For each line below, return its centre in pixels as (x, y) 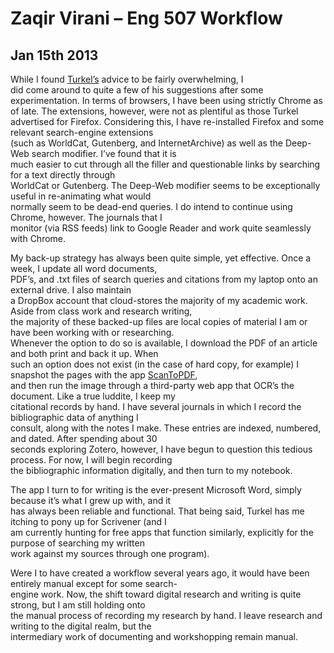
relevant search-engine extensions (82, 132)
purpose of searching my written (77, 543)
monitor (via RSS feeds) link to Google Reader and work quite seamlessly (161, 228)
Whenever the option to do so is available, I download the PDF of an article (164, 343)
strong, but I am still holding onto (78, 605)
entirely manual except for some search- (94, 583)
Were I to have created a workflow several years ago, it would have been (160, 573)
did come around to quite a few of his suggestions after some (137, 90)
